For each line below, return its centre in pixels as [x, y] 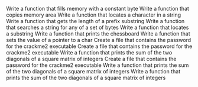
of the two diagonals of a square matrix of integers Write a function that [93, 71]
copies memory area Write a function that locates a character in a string [94, 15]
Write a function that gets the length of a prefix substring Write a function [95, 21]
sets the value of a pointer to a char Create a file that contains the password [99, 40]
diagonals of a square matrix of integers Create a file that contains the [91, 59]
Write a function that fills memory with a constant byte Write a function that [98, 9]
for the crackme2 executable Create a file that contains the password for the [99, 46]
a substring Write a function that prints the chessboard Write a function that [98, 34]
